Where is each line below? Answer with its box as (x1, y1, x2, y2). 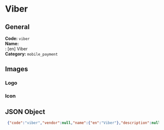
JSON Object (5, 108, 45, 116)
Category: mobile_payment (5, 51, 58, 57)
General (5, 23, 30, 31)
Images (5, 65, 28, 73)
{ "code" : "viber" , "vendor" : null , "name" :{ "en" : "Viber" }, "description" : (7, 120, 152, 126)
